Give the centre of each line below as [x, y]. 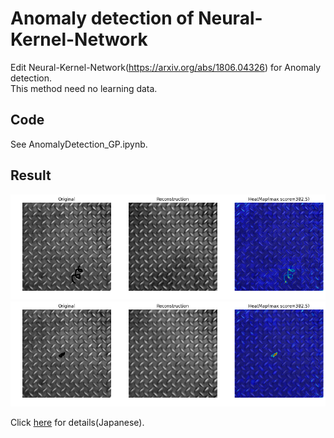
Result [31, 175]
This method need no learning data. [84, 88]
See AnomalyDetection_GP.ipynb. [79, 144]
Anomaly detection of [102, 18]
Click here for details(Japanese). [77, 423]
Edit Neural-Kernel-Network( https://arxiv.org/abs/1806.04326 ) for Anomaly [166, 67]
